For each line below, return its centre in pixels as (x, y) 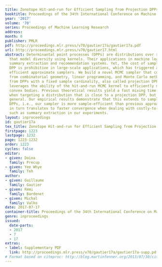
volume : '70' (18, 23)
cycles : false (19, 149)
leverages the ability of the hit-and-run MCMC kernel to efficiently (82, 86)
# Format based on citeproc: (34, 257)
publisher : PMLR (21, 41)
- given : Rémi (19, 189)
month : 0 (14, 37)
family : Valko (23, 203)
